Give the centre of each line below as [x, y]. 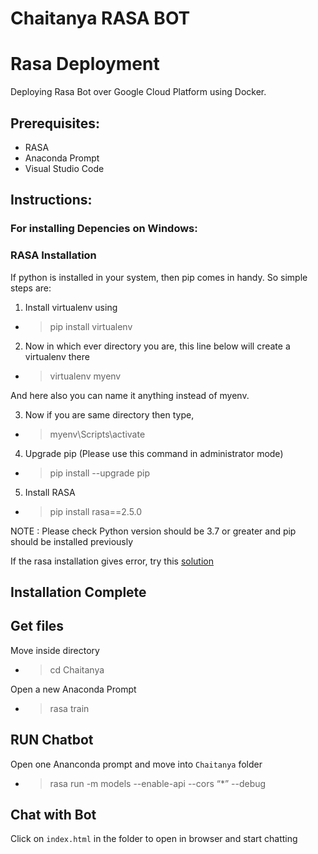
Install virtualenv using [71, 307]
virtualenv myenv [85, 376]
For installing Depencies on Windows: [104, 229]
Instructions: [51, 200]
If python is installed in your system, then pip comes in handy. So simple [159, 277]
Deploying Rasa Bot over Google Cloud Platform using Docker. [138, 92]
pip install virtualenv [91, 326]
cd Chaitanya [77, 669]
